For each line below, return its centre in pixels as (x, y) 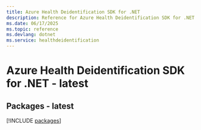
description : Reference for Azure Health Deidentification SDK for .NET (100, 18)
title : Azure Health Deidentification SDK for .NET (73, 12)
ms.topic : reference (33, 29)
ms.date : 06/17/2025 (33, 23)
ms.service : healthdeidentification (53, 40)
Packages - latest (40, 106)
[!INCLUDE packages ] (34, 121)
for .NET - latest (47, 84)
